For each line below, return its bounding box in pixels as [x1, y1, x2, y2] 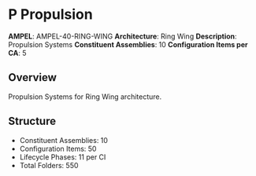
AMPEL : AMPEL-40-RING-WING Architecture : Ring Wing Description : [8, 31, 238, 41]
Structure [8, 115, 57, 128]
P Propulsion [8, 5, 93, 24]
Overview [8, 71, 58, 84]
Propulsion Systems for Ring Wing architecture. [8, 92, 162, 101]
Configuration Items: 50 [19, 144, 97, 153]
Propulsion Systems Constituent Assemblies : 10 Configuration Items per [8, 39, 248, 49]
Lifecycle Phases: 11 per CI [19, 152, 106, 162]
